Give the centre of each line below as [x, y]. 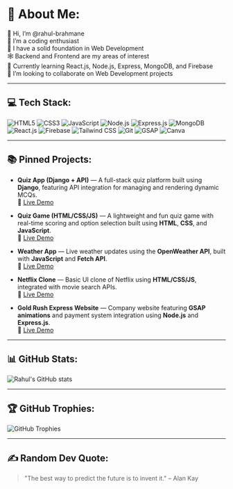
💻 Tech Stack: [39, 103]
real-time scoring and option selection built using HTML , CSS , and [112, 223]
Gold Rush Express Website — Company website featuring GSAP [111, 307]
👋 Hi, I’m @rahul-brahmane [46, 33]
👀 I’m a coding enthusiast [43, 40]
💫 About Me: [44, 14]
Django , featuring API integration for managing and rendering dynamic [118, 187]
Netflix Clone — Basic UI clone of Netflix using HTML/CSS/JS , [107, 279]
